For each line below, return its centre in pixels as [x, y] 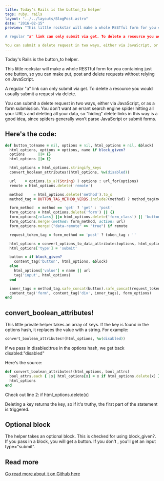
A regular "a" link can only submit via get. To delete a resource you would [79, 88]
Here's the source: [24, 363]
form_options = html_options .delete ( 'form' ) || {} [62, 212]
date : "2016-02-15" [25, 23]
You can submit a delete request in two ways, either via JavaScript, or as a [80, 103]
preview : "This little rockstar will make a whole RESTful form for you [81, 28]
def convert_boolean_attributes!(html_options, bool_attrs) [68, 372]
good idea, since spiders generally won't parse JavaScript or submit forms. [81, 119]
